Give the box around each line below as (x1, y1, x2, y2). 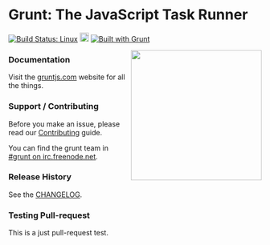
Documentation (8, 54, 71, 65)
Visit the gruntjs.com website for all (8, 72, 126, 82)
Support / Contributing (8, 101, 99, 112)
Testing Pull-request (8, 210, 91, 221)
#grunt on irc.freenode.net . (8, 151, 98, 161)
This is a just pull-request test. (8, 228, 108, 238)
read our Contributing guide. (8, 127, 103, 137)
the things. (8, 81, 44, 90)
